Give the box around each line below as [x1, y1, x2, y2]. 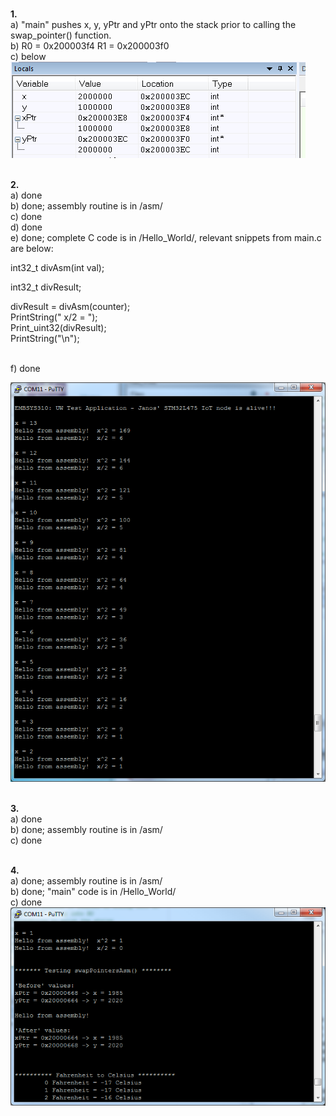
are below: [10, 243, 54, 254]
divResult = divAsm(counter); [10, 301, 131, 312]
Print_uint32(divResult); [10, 322, 107, 333]
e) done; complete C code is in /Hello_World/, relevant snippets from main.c [10, 232, 322, 243]
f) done [10, 363, 41, 374]
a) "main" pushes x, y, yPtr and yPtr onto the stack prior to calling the [10, 19, 297, 30]
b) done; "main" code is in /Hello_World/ [10, 886, 177, 898]
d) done [10, 221, 43, 233]
